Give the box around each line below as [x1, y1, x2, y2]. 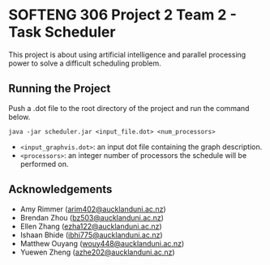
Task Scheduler [8, 23, 116, 41]
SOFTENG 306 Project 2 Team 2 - [8, 6, 237, 24]
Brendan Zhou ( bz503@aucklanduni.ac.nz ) [19, 212, 165, 222]
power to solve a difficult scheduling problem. [8, 58, 162, 68]
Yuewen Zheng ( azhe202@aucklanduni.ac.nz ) [19, 247, 176, 257]
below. [8, 112, 31, 122]
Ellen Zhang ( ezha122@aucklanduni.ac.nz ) [19, 221, 162, 231]
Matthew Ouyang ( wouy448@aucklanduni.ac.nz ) [19, 238, 185, 248]
